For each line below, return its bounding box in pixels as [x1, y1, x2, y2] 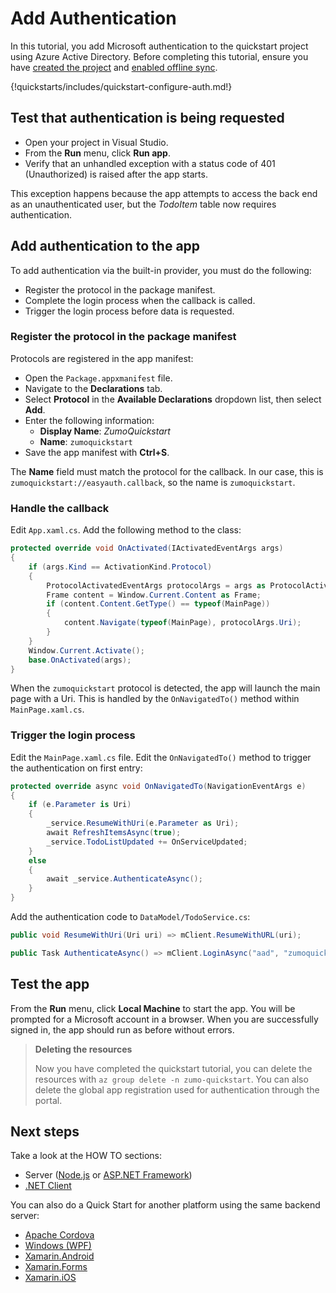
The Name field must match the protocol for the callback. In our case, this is [10, 465, 324, 477]
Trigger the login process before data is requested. [24, 305, 235, 317]
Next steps [10, 1123, 80, 1141]
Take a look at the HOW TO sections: [10, 1150, 162, 1162]
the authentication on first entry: [10, 762, 143, 774]
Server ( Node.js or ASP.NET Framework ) [24, 1169, 193, 1181]
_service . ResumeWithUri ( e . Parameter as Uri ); [46, 818, 240, 829]
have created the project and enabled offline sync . [10, 61, 218, 73]
